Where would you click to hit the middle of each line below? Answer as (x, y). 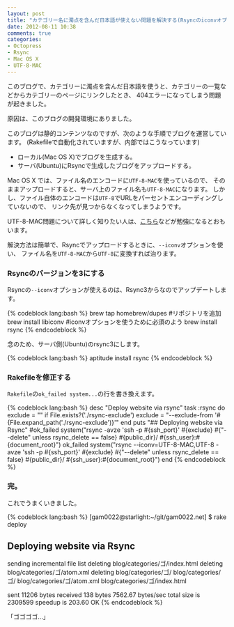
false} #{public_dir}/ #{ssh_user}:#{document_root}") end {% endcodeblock (117, 460)
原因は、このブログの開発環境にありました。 (71, 118)
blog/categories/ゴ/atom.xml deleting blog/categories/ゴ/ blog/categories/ (114, 573)
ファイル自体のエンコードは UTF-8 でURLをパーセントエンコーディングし (122, 198)
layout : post (26, 14)
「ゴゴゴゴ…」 (29, 617)
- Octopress (24, 46)
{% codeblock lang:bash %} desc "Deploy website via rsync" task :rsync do (116, 408)
